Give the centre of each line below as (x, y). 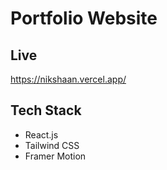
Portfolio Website (84, 18)
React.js (41, 134)
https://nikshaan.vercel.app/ (68, 79)
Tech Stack (46, 110)
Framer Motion (55, 156)
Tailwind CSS (52, 145)
